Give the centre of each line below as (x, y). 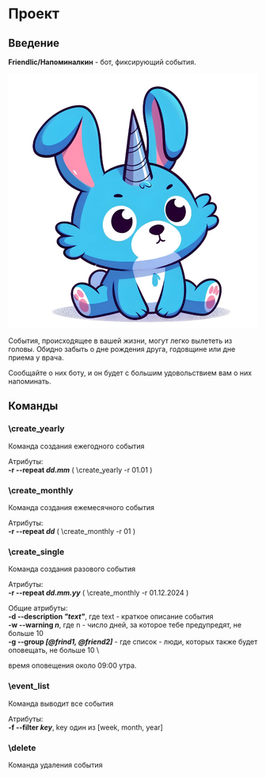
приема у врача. (36, 358)
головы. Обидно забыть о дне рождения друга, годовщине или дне (122, 349)
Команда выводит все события (61, 703)
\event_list (29, 686)
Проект (34, 14)
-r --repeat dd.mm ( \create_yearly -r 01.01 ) (80, 470)
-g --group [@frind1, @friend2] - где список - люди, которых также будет (133, 642)
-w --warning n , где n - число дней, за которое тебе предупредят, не (125, 625)
